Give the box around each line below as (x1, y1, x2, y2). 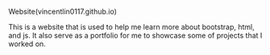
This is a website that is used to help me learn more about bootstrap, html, (8, 22, 255, 31)
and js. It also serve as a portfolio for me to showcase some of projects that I (8, 31, 263, 40)
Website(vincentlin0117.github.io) (8, 7, 117, 16)
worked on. (8, 39, 46, 49)
